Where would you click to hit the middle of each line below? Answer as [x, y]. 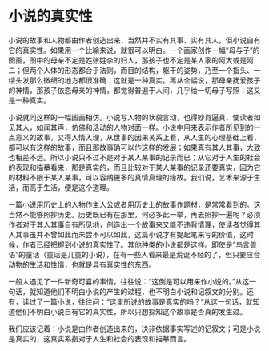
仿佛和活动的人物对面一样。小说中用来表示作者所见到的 [162, 127]
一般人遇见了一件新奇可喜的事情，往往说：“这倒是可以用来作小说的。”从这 [129, 281]
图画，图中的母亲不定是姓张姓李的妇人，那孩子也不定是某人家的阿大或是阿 [131, 60]
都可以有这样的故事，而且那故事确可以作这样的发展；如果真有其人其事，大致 [134, 147]
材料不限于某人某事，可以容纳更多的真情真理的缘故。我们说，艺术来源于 [134, 177]
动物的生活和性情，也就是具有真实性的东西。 [82, 264]
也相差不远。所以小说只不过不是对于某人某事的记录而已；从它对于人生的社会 [134, 157]
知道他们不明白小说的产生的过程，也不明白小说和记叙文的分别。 [141, 291]
